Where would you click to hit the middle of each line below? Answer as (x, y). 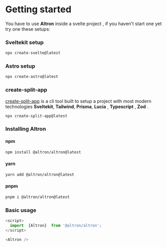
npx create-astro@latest (32, 77)
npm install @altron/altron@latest (43, 152)
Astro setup (20, 66)
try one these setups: (28, 29)
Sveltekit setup (25, 42)
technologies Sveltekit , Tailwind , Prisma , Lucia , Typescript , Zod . (77, 107)
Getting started (38, 9)
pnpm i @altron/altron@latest (38, 197)
